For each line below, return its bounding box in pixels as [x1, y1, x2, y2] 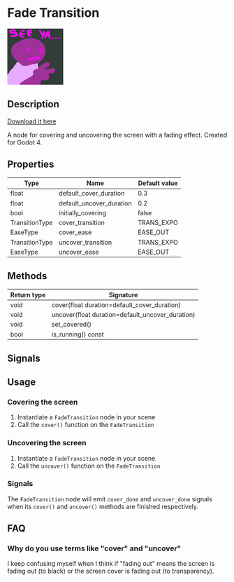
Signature [108, 290, 138, 299]
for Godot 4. [7, 138, 43, 147]
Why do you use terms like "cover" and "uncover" [7, 543, 182, 553]
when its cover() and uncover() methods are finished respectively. [7, 502, 199, 510]
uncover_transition [58, 238, 112, 246]
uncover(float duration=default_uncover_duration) [51, 311, 196, 319]
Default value [138, 179, 178, 187]
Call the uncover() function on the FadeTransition [17, 461, 161, 470]
